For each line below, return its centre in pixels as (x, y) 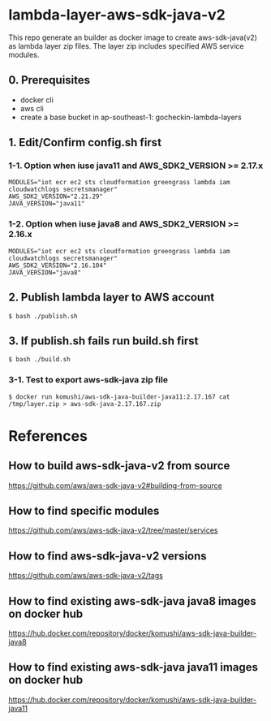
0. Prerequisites (49, 80)
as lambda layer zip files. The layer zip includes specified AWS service (127, 45)
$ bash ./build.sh (39, 360)
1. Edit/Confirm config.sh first (85, 142)
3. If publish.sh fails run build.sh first (103, 341)
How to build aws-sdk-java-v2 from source (119, 466)
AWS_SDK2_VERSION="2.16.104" (58, 266)
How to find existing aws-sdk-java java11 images (133, 667)
